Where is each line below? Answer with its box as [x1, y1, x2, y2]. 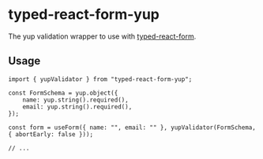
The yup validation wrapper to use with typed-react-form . [8, 31, 197, 41]
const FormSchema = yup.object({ [8, 89, 118, 97]
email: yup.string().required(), [22, 102, 133, 111]
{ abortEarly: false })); [8, 130, 93, 139]
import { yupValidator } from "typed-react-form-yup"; [8, 75, 193, 83]
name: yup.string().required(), [22, 96, 129, 104]
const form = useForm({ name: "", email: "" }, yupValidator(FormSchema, [8, 124, 257, 131]
